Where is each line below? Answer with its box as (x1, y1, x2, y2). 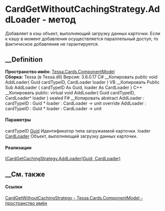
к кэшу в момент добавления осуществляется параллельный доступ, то (5, 36, 159, 42)
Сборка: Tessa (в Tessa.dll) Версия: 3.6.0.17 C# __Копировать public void (5, 73, 158, 80)
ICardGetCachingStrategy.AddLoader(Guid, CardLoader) (5, 155, 121, 162)
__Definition (5, 56, 43, 64)
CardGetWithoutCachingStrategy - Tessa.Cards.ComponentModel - (5, 195, 143, 201)
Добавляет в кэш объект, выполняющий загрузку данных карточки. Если (5, 30, 161, 36)
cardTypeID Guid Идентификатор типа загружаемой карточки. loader (5, 128, 151, 134)
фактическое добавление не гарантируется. (5, 41, 99, 47)
